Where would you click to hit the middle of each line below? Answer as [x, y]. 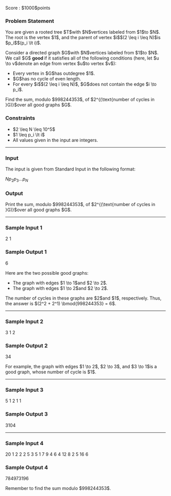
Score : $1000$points [28, 8]
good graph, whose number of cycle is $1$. [51, 372]
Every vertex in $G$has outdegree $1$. [54, 73]
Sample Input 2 [24, 322]
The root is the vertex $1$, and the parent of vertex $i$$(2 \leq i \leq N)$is [83, 38]
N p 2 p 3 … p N [17, 179]
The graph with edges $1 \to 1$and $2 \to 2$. [60, 283]
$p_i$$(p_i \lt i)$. [23, 43]
